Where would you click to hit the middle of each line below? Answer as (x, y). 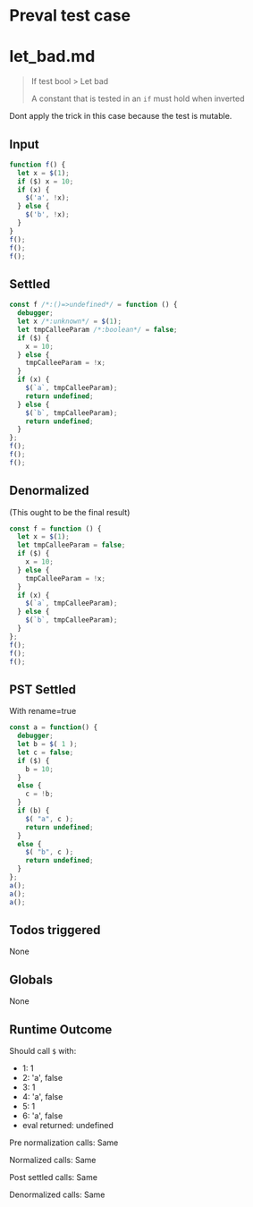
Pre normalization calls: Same (64, 1143)
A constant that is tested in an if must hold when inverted (138, 98)
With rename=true (43, 711)
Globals (31, 979)
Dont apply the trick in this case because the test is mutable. (121, 116)
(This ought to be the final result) (70, 512)
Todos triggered (55, 930)
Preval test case (70, 16)
